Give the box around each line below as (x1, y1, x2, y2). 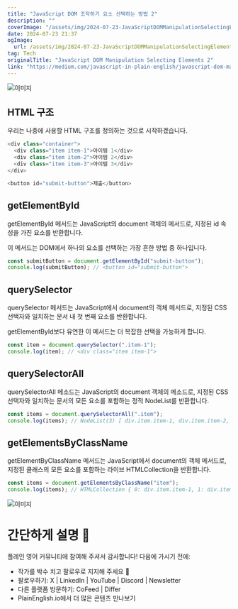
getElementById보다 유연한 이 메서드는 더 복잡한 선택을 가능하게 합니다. (7, 327, 207, 336)
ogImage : (7, 37, 33, 44)
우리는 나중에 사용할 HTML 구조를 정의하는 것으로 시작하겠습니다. (7, 126, 188, 135)
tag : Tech (7, 50, 37, 57)
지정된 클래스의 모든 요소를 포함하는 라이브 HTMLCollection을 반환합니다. (7, 466, 211, 474)
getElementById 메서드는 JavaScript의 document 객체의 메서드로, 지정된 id (7, 219, 220, 228)
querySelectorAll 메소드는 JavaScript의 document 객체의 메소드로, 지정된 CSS (7, 388, 229, 396)
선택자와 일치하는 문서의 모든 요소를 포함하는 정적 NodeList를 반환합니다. (7, 396, 210, 405)
